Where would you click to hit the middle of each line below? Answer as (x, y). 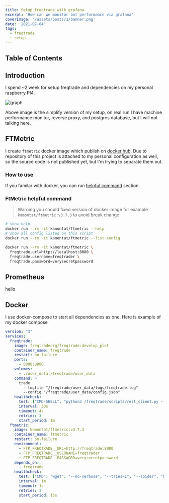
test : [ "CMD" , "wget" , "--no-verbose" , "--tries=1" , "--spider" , (88, 477)
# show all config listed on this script (49, 234)
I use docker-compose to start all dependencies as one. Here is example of (83, 317)
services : (16, 336)
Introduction (25, 75)
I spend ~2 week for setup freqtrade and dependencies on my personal (79, 88)
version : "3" (19, 332)
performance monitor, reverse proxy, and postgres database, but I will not (81, 118)
